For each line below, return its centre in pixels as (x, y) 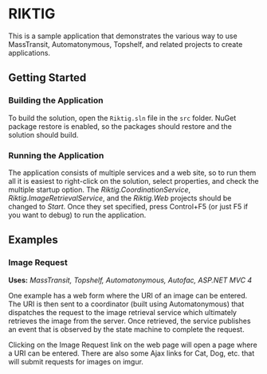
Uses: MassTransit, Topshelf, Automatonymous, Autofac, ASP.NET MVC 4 (130, 280)
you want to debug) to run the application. (77, 215)
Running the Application (56, 155)
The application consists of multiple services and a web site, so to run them (132, 173)
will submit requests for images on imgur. (76, 361)
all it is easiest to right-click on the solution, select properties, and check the (133, 181)
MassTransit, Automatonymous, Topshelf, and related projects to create (126, 44)
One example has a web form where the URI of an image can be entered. (128, 295)
